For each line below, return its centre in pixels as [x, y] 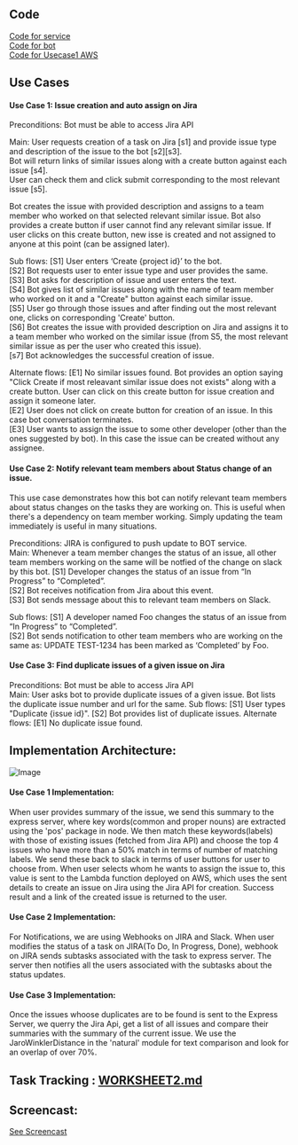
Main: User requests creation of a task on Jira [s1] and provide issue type [143, 142]
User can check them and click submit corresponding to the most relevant [145, 180]
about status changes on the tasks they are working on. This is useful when [147, 507]
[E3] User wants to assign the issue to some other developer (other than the [148, 429]
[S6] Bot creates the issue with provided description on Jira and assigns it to [149, 327]
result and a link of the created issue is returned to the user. [118, 897]
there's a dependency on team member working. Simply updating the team [146, 516]
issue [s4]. [29, 170]
